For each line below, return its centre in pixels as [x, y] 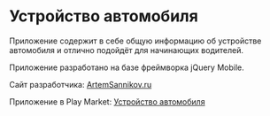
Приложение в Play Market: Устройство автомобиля [107, 101]
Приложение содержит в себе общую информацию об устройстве [135, 41]
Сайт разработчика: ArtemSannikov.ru [81, 84]
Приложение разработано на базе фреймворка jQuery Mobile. [127, 67]
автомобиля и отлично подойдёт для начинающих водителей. [126, 50]
